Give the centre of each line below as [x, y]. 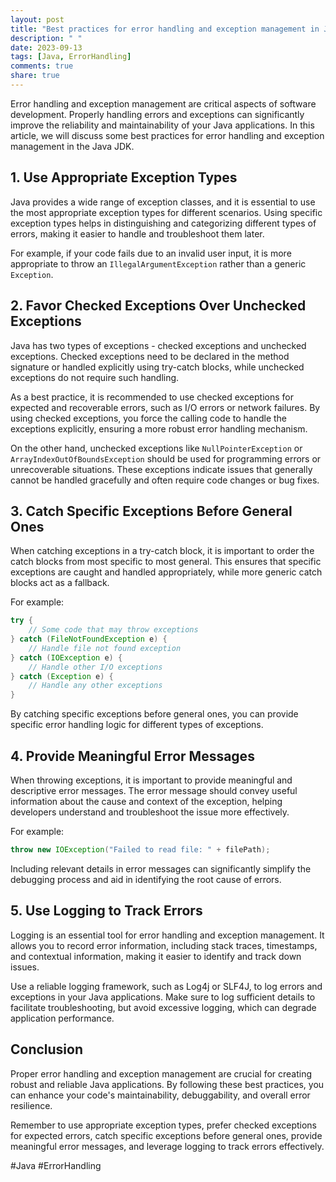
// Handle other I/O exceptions [95, 667]
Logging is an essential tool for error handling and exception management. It [167, 935]
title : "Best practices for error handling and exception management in [165, 29]
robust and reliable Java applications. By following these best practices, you [167, 1084]
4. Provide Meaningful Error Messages [132, 756]
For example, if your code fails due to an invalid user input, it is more [151, 253]
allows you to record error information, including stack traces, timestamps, [164, 945]
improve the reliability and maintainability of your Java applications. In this [162, 125]
